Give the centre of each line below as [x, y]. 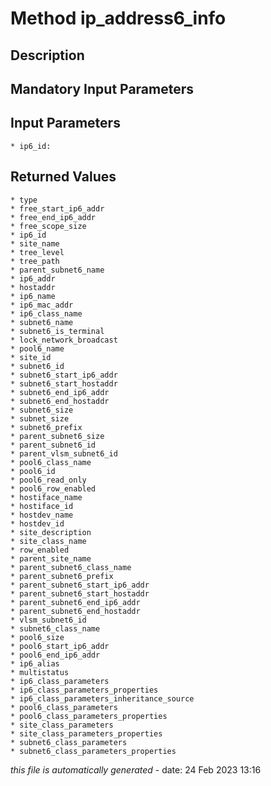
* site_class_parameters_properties [86, 733]
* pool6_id [33, 471]
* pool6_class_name [51, 462]
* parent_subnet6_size [57, 436]
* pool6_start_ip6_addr [60, 646]
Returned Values [63, 177]
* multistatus [40, 672]
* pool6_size [37, 637]
